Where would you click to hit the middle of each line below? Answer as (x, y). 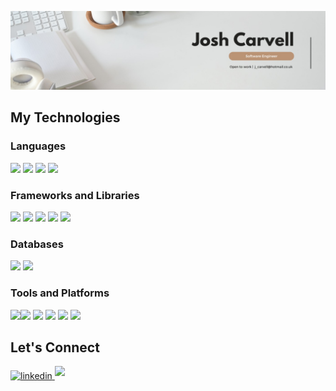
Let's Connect (55, 347)
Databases (37, 244)
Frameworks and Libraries (75, 195)
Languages (38, 146)
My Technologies (65, 117)
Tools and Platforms (60, 293)
